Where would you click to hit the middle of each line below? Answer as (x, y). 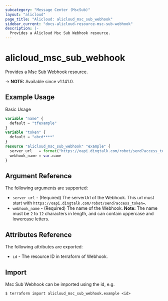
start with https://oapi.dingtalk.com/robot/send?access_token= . (79, 203)
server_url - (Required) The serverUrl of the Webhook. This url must (83, 198)
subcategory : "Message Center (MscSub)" (48, 10)
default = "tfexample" (33, 123)
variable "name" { (24, 118)
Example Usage (30, 97)
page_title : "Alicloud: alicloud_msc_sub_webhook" (59, 19)
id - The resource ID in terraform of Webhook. (60, 256)
